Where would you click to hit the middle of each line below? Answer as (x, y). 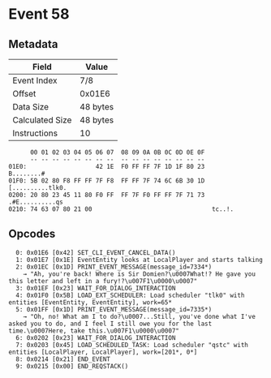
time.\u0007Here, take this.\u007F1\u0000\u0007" (94, 331)
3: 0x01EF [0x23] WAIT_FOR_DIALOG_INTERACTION (96, 288)
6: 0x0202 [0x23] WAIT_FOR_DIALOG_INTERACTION (96, 337)
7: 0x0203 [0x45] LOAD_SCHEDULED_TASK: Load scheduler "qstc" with (132, 345)
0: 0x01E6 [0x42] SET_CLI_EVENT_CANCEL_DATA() (96, 252)
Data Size (31, 107)
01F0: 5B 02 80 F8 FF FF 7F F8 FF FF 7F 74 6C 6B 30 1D (107, 181)
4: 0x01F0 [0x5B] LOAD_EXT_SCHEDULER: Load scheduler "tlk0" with (130, 295)
